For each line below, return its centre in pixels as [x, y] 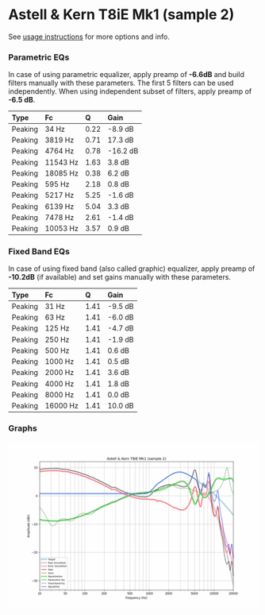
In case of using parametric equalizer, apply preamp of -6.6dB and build [126, 75]
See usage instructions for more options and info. [89, 37]
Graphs [23, 428]
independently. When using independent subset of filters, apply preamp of [130, 91]
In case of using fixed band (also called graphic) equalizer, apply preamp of [132, 269]
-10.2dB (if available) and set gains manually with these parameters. [120, 277]
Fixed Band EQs [39, 251]
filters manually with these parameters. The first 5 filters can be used [121, 83]
